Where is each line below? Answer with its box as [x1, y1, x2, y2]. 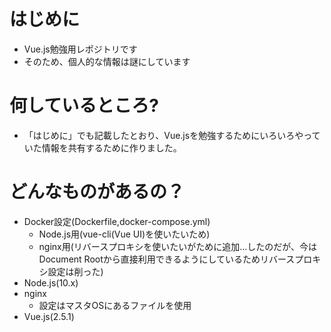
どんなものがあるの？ [9, 181, 186, 204]
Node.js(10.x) [23, 276, 79, 289]
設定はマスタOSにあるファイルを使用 [38, 299, 192, 311]
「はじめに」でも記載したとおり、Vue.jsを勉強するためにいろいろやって [23, 129, 321, 141]
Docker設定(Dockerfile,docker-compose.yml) [23, 215, 211, 227]
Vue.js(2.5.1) [23, 310, 75, 322]
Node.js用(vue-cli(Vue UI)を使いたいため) [38, 228, 211, 240]
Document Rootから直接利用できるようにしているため [38, 253, 261, 265]
